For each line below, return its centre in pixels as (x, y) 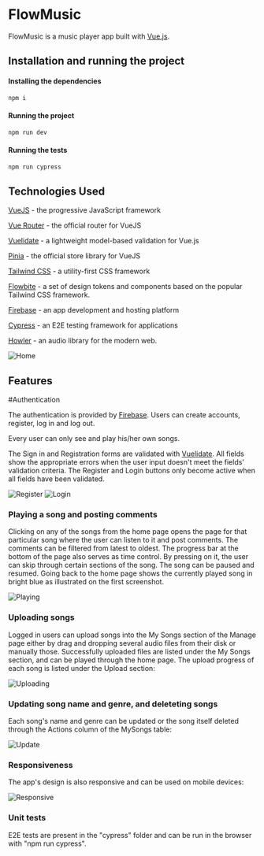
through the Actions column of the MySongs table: (90, 729)
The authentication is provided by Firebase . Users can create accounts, (124, 415)
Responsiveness (41, 765)
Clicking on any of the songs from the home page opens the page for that (128, 532)
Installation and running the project (97, 61)
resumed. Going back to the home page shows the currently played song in (130, 573)
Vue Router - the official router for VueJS (75, 225)
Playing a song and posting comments (83, 515)
